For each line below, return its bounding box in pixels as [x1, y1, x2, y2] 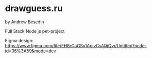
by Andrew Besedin [5, 19, 45, 25]
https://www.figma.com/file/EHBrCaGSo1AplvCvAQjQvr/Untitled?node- [5, 43, 147, 48]
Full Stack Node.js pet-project [5, 28, 65, 34]
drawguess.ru [5, 3, 63, 14]
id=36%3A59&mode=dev [5, 48, 56, 54]
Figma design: [5, 37, 34, 43]
